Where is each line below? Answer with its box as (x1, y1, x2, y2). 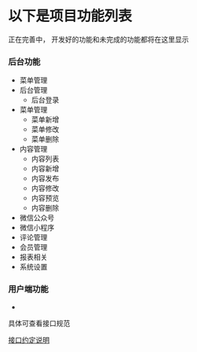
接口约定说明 (8, 335, 49, 344)
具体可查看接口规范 (8, 318, 71, 328)
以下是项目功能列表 (8, 7, 133, 25)
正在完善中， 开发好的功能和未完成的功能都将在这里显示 (8, 35, 189, 44)
